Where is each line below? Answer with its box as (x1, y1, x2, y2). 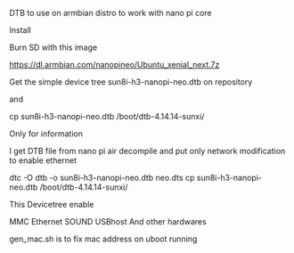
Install (9, 25, 31, 35)
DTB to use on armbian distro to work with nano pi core (9, 8, 212, 18)
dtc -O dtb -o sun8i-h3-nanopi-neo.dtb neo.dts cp (9, 173, 195, 183)
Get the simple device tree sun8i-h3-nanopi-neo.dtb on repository (9, 77, 253, 87)
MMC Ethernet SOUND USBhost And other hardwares (9, 216, 207, 226)
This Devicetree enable (9, 200, 94, 209)
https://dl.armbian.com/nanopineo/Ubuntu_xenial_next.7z (9, 60, 220, 69)
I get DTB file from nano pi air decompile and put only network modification (9, 146, 286, 156)
